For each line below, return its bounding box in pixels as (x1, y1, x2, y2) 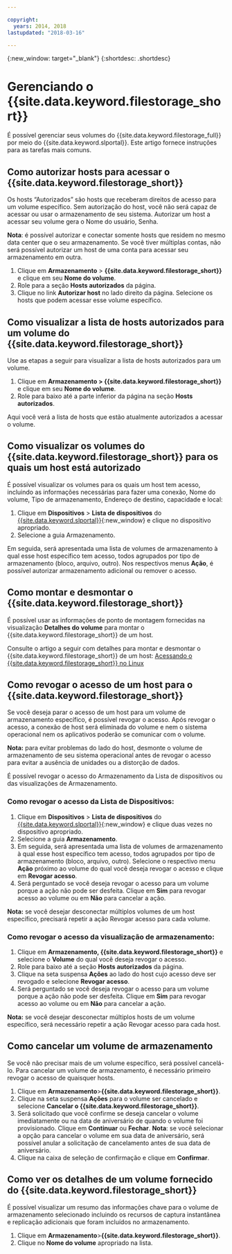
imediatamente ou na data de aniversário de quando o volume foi (17, 1116, 203, 1125)
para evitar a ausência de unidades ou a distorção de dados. (7, 759, 180, 767)
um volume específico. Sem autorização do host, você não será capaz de (7, 203, 217, 211)
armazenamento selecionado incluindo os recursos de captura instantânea (7, 1210, 221, 1219)
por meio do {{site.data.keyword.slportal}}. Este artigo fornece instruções (7, 138, 217, 147)
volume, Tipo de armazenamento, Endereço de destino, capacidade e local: (7, 495, 223, 504)
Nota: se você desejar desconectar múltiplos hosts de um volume (7, 1012, 195, 1021)
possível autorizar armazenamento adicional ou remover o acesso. (7, 566, 197, 575)
